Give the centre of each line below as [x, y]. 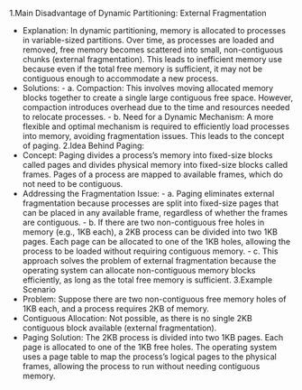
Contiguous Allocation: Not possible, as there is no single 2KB [137, 318]
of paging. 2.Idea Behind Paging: [83, 145]
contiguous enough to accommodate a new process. [120, 79]
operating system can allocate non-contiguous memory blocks [139, 270]
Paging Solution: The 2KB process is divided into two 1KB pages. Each [153, 337]
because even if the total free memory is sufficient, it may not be [142, 69]
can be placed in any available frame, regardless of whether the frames [155, 213]
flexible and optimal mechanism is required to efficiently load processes [156, 126]
